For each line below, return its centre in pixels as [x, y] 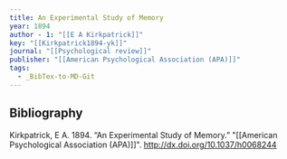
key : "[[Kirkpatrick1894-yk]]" [68, 43]
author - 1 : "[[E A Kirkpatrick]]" [77, 34]
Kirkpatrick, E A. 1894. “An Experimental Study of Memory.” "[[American [143, 135]
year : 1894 [30, 26]
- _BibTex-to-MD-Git [56, 77]
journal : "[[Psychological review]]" [81, 51]
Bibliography [46, 113]
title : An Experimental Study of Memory [87, 18]
